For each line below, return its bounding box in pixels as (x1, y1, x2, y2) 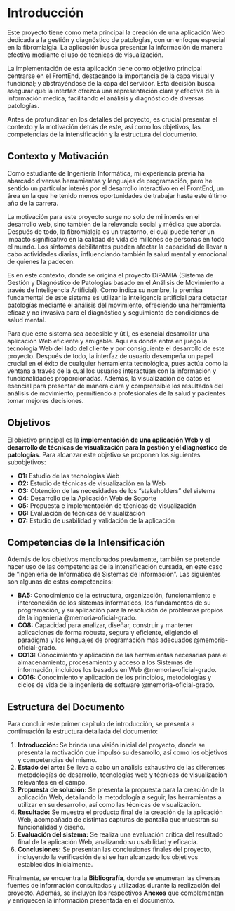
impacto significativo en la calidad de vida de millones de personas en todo (7, 235, 225, 243)
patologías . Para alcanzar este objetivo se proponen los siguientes (7, 450, 201, 459)
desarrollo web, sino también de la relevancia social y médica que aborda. (7, 220, 222, 228)
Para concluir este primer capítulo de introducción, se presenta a (7, 720, 195, 728)
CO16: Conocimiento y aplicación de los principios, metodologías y (17, 673, 212, 682)
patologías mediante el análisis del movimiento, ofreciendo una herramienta (7, 301, 226, 309)
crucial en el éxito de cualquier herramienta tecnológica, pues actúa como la (7, 359, 229, 367)
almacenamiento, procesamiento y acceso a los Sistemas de (17, 658, 193, 667)
